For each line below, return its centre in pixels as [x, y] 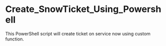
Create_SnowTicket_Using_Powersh [83, 9]
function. [15, 39]
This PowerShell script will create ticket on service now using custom [78, 33]
